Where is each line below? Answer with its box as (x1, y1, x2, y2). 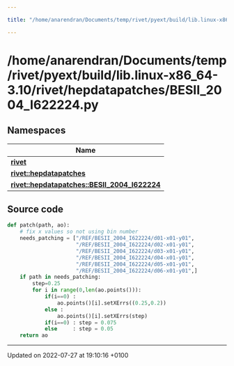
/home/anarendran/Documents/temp (7, 52, 227, 68)
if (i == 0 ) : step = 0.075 (44, 319, 117, 326)
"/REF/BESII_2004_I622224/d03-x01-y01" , (75, 247, 195, 254)
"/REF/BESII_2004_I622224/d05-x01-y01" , (75, 261, 195, 268)
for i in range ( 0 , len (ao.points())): (32, 287, 141, 293)
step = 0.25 (32, 280, 61, 287)
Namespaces (7, 125, 66, 137)
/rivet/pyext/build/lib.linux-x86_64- (7, 67, 219, 83)
